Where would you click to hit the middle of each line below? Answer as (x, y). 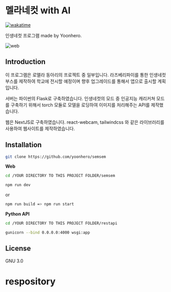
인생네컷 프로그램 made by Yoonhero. (44, 35)
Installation (23, 145)
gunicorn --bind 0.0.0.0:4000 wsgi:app (48, 232)
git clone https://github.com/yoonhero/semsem (56, 156)
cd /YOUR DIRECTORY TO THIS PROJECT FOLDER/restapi (61, 223)
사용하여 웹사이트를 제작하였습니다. (40, 128)
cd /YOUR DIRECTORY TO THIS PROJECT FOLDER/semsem (60, 176)
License (18, 249)
